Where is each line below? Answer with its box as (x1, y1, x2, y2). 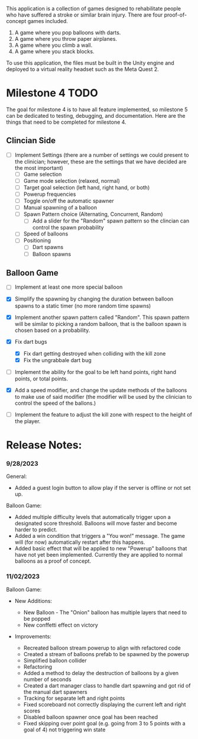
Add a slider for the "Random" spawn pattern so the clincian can (32, 217, 190, 224)
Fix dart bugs (14, 338, 47, 345)
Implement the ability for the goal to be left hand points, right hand (14, 368, 176, 375)
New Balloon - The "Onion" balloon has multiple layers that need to (23, 609, 187, 616)
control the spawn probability (32, 224, 105, 231)
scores (23, 707, 40, 714)
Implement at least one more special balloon (14, 283, 123, 291)
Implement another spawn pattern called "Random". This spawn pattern (14, 314, 190, 321)
